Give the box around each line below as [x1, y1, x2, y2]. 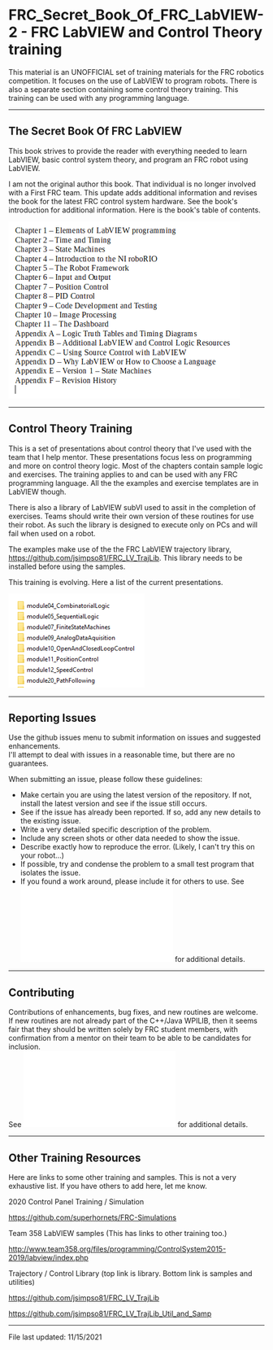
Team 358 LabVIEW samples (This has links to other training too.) [8, 1229, 227, 1238]
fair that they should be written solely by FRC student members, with [8, 1025, 238, 1034]
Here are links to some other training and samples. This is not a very [8, 1173, 237, 1182]
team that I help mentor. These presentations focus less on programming [8, 452, 253, 461]
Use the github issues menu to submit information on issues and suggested [8, 732, 262, 742]
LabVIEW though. [8, 487, 67, 496]
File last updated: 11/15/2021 [8, 1332, 102, 1342]
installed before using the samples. [8, 561, 126, 571]
